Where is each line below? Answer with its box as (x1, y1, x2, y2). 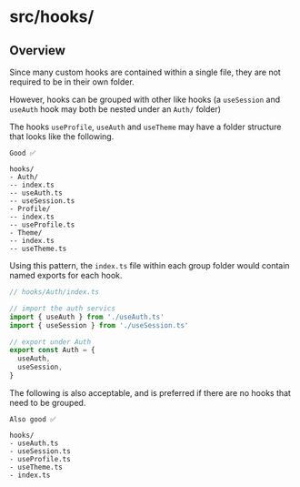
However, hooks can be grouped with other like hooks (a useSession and (9, 94, 281, 105)
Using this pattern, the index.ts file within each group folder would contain (9, 260, 290, 270)
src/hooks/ (9, 6, 95, 27)
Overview (9, 43, 66, 58)
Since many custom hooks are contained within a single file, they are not (9, 66, 282, 77)
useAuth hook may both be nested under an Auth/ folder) (9, 104, 221, 115)
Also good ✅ (9, 414, 56, 424)
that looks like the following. (9, 131, 115, 142)
